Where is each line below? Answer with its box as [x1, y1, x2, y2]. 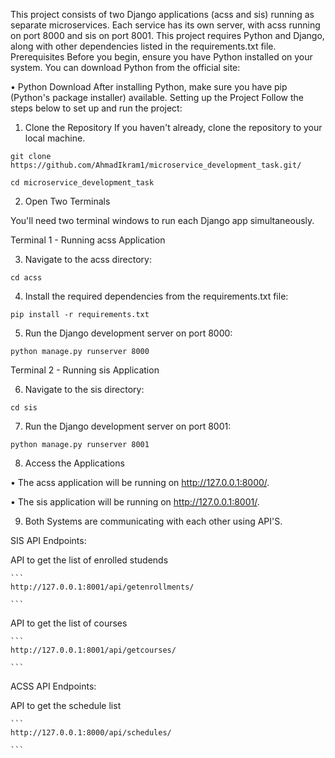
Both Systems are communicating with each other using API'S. [24, 515, 283, 527]
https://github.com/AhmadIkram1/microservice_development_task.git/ [10, 160, 302, 170]
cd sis [10, 403, 38, 413]
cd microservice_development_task [10, 178, 155, 188]
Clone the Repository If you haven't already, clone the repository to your [24, 122, 323, 133]
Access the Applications [24, 457, 125, 469]
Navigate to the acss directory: [24, 254, 152, 265]
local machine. [24, 132, 86, 144]
